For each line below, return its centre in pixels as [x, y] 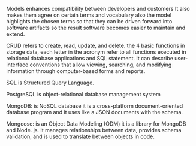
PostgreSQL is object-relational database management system [83, 94]
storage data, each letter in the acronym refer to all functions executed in [97, 52]
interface [17, 65]
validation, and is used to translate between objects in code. [80, 136]
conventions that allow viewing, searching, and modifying [101, 65]
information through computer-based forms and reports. [76, 71]
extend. [16, 34]
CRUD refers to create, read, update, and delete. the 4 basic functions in [96, 45]
